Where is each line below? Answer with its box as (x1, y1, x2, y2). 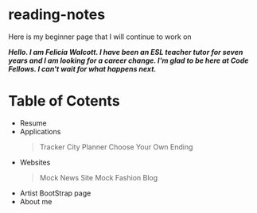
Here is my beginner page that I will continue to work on (8, 32, 193, 41)
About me (19, 196, 53, 206)
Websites (19, 157, 51, 167)
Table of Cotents (8, 92, 121, 110)
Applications (19, 126, 61, 136)
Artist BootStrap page (19, 188, 92, 198)
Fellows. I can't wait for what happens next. (8, 64, 157, 73)
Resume (19, 118, 47, 128)
